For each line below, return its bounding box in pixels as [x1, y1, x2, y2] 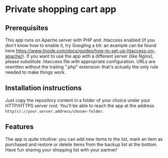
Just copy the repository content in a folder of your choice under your [5, 97, 150, 103]
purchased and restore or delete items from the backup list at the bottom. [5, 141, 158, 147]
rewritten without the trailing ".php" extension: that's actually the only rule [5, 64, 158, 70]
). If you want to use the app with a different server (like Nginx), [22, 53, 154, 59]
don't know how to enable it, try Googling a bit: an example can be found [5, 42, 156, 48]
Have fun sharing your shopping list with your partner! [5, 146, 118, 152]
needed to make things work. [5, 69, 66, 75]
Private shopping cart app [5, 4, 117, 15]
